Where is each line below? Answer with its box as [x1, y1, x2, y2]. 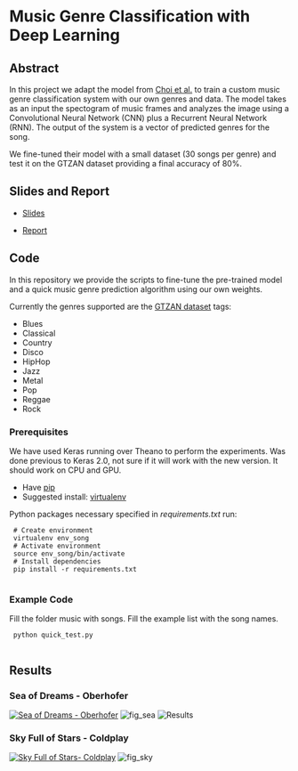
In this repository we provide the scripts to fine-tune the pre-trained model [9, 274, 283, 285]
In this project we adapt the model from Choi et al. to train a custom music [9, 85, 280, 94]
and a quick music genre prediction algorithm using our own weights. [9, 283, 263, 295]
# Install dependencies [12, 556, 101, 566]
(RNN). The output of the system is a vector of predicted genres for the [9, 122, 270, 133]
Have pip [21, 482, 56, 492]
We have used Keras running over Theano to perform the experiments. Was [9, 445, 286, 456]
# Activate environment [12, 541, 101, 550]
